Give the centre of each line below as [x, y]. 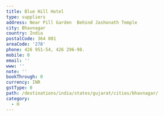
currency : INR [23, 83]
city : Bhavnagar [26, 28]
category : [18, 98]
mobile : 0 [18, 55]
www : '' [16, 66]
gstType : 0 [19, 88]
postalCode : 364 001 [31, 39]
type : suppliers [26, 17]
